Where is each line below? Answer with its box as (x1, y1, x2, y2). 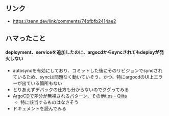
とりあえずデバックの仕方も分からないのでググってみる (12, 87, 129, 93)
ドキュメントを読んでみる (12, 105, 67, 112)
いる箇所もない (30, 80, 62, 87)
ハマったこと (5, 34, 46, 43)
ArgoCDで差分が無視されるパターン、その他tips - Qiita (12, 93, 127, 99)
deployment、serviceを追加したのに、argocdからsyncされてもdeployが (5, 49, 160, 55)
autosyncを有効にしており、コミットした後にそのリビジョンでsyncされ (12, 67, 163, 74)
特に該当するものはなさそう (20, 99, 79, 105)
